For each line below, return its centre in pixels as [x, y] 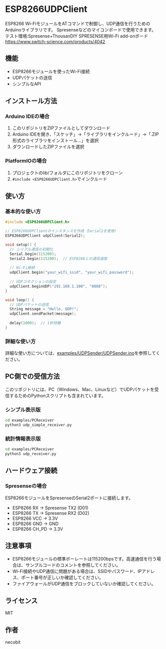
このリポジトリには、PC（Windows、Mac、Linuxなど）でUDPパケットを [80, 389]
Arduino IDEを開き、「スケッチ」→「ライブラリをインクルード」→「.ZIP [85, 134]
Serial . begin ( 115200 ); [33, 254]
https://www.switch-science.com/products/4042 [55, 41]
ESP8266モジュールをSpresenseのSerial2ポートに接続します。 [69, 498]
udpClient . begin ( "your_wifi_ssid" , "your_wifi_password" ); [72, 273]
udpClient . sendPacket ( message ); [43, 314]
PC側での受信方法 [33, 376]
